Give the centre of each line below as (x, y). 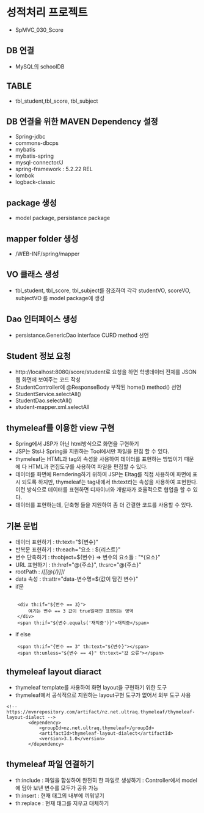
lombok (25, 175)
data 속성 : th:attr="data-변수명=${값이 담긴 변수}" (77, 579)
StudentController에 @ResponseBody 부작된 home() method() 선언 (98, 387)
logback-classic (35, 182)
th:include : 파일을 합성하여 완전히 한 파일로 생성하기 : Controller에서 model (106, 780)
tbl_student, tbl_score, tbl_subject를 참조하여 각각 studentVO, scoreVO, (103, 290)
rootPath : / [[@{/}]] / (40, 572)
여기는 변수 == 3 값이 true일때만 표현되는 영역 (81, 611)
